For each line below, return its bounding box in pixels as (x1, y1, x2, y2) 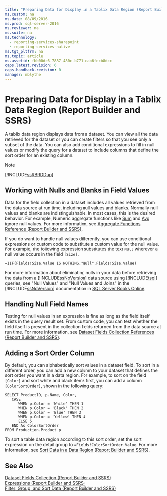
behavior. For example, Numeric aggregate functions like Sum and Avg (5, 215, 150, 221)
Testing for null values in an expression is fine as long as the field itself (5, 313, 150, 319)
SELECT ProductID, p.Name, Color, (5, 393, 77, 398)
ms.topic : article (5, 53, 43, 59)
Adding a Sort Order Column (5, 349, 95, 357)
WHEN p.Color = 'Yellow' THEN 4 (18, 414, 85, 420)
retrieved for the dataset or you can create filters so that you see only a (5, 136, 151, 142)
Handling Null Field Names (5, 300, 89, 309)
